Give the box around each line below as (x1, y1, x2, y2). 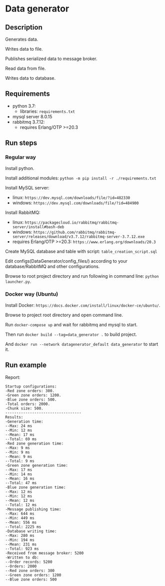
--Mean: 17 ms (5, 432, 35, 437)
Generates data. (5, 36, 38, 42)
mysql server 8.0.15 (12, 113, 52, 119)
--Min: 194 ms (5, 537, 35, 542)
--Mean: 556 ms (5, 520, 37, 525)
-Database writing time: (5, 528, 57, 534)
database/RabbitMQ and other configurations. (5, 263, 100, 269)
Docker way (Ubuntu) (5, 291, 58, 298)
